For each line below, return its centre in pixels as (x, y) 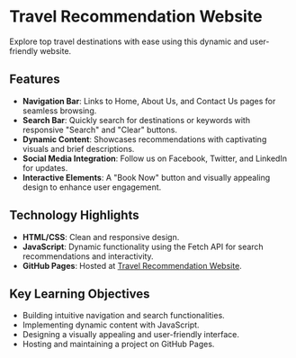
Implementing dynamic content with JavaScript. (111, 325)
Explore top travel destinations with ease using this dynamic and (129, 41)
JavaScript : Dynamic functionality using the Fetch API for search (143, 246)
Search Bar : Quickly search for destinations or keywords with (136, 120)
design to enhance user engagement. (92, 187)
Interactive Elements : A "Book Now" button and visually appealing (146, 177)
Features (35, 80)
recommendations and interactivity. (88, 256)
